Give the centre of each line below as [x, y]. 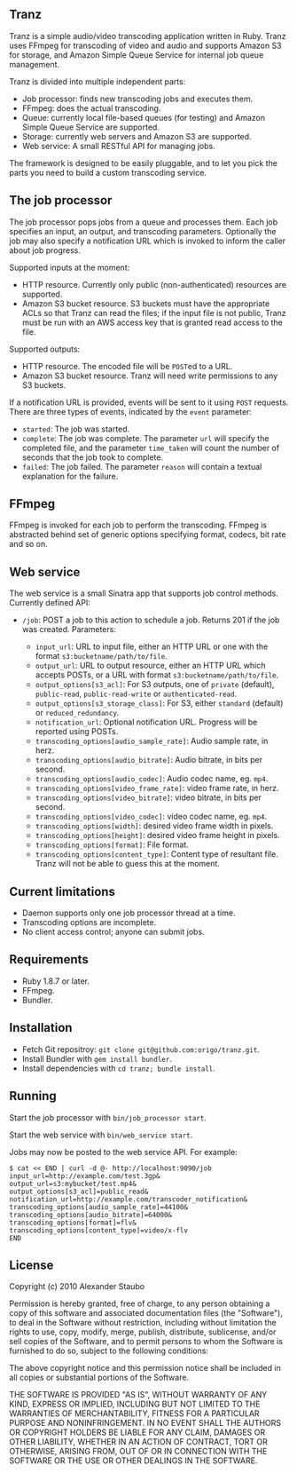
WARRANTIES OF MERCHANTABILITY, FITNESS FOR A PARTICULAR [134, 1414]
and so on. [29, 544]
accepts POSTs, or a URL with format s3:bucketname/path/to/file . [157, 675]
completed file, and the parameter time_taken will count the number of [151, 447]
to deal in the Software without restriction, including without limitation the [143, 1323]
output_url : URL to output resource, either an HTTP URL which [150, 666]
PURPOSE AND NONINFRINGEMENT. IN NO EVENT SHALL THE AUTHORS [145, 1423]
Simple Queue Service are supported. [90, 127]
